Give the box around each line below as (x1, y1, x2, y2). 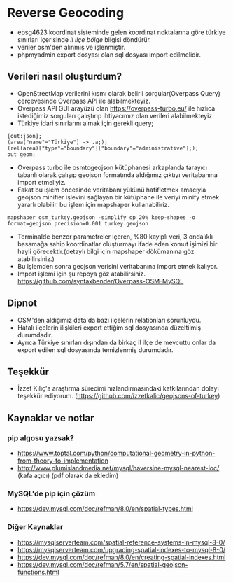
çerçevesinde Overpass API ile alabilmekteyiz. (17, 97, 150, 105)
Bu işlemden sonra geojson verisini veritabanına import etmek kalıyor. (17, 262, 218, 270)
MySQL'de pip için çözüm (7, 489, 96, 498)
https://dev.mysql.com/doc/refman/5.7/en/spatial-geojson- (17, 560, 188, 568)
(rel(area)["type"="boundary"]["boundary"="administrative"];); (7, 145, 199, 152)
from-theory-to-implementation (17, 456, 108, 465)
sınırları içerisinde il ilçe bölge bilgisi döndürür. (17, 35, 152, 43)
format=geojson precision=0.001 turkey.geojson (7, 220, 149, 227)
